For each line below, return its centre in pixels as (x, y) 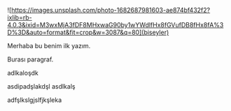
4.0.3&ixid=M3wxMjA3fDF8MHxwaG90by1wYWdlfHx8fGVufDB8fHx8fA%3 (115, 25)
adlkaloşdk (23, 73)
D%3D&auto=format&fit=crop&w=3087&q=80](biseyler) (88, 32)
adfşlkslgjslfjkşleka (35, 100)
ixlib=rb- (20, 17)
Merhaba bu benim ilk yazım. (49, 46)
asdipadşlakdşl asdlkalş (41, 86)
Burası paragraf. (30, 59)
